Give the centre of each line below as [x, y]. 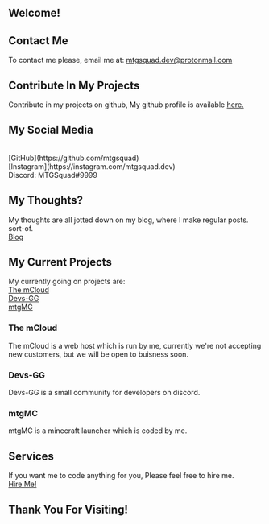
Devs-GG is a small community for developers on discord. [104, 393]
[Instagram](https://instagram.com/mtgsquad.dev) [92, 166]
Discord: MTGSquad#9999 [53, 175]
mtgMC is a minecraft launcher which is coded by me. [98, 431]
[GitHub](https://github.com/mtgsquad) [74, 158]
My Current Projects [60, 262]
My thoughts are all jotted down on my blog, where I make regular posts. [128, 220]
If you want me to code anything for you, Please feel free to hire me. [121, 476]
